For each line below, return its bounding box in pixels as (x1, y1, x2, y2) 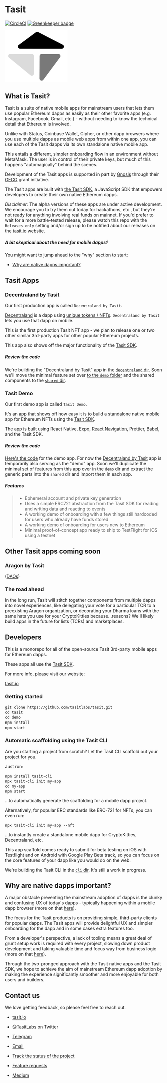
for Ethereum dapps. (5, 652, 47, 658)
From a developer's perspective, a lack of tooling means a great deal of (5, 935, 152, 941)
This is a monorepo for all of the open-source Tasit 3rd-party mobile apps (5, 646, 157, 652)
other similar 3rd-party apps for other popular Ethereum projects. (5, 333, 140, 339)
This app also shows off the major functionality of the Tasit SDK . (5, 342, 137, 348)
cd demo (5, 715, 21, 720)
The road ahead (5, 586, 44, 593)
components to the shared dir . (5, 377, 66, 383)
